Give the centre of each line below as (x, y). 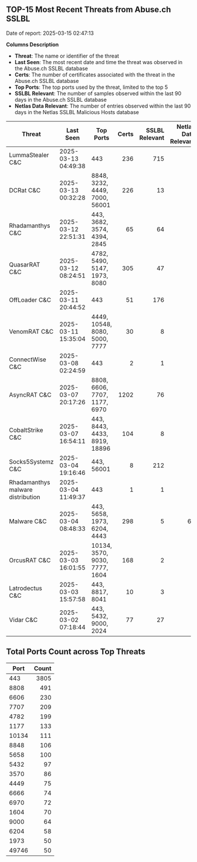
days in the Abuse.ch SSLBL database (61, 99)
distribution (25, 497)
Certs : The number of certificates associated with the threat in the (95, 74)
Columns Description (33, 44)
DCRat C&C (25, 190)
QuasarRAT (25, 264)
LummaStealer (29, 155)
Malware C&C (28, 521)
